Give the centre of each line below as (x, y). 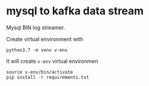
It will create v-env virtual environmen (52, 61)
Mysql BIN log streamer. (36, 27)
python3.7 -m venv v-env (37, 50)
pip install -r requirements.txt (48, 77)
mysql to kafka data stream (75, 11)
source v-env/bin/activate (40, 72)
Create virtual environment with (45, 39)
